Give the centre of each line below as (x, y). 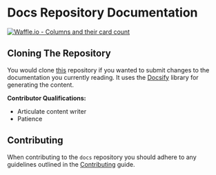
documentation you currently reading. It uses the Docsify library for (103, 77)
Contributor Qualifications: (47, 98)
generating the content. (41, 85)
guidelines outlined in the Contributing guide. (71, 164)
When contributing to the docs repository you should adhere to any (102, 157)
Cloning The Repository (59, 53)
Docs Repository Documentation (102, 13)
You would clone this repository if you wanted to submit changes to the (108, 70)
